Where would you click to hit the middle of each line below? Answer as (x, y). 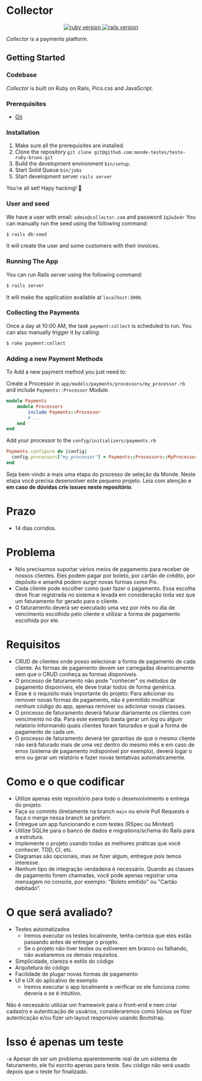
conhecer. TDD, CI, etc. (44, 850)
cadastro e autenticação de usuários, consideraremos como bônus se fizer (99, 1011)
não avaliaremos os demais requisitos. (71, 954)
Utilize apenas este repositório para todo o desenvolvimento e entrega (102, 798)
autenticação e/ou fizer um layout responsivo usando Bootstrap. (86, 1017)
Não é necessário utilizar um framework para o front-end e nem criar (92, 1004)
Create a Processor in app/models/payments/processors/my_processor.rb (96, 384)
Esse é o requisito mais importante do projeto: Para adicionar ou (94, 693)
